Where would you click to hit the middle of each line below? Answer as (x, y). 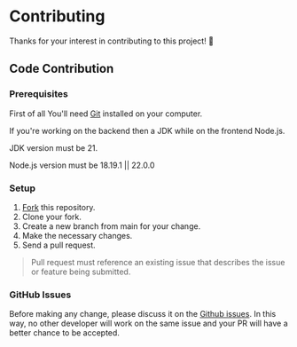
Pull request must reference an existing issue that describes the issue (158, 262)
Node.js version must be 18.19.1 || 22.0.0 (82, 165)
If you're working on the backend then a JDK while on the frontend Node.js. (147, 130)
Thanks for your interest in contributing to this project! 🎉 (112, 41)
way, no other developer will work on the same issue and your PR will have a (148, 323)
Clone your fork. (52, 217)
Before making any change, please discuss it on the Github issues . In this (143, 314)
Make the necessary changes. (77, 235)
